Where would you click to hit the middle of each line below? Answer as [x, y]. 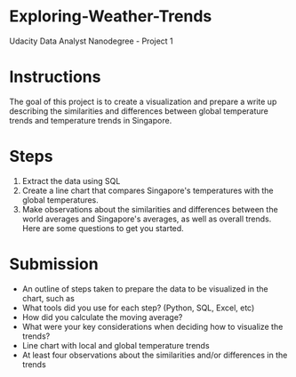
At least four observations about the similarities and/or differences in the [155, 355]
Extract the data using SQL [71, 180]
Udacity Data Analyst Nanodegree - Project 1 [91, 41]
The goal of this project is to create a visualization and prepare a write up [143, 101]
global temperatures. [60, 200]
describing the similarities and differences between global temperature [139, 111]
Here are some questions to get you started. [103, 228]
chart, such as [48, 298]
